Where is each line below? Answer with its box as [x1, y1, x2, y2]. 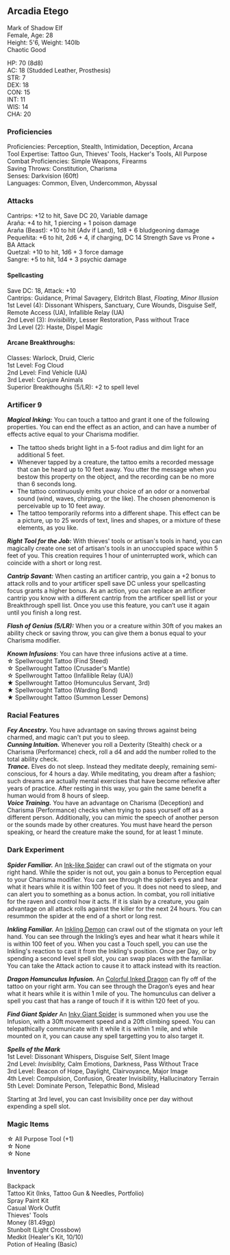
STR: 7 [7, 73, 26, 82]
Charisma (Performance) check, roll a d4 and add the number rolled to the [7, 748, 216, 756]
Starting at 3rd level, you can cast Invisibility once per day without [7, 1095, 193, 1103]
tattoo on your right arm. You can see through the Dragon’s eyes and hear [7, 982, 215, 990]
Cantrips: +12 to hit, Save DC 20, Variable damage [7, 212, 149, 220]
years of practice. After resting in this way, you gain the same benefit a [7, 785, 207, 793]
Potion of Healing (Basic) [7, 1241, 77, 1249]
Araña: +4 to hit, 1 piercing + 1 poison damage [7, 219, 137, 227]
